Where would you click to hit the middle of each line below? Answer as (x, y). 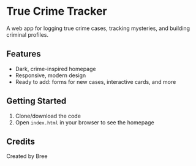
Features (24, 54)
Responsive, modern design (51, 75)
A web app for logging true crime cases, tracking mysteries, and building (98, 28)
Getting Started (36, 101)
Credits (21, 141)
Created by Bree (27, 156)
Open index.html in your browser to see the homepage (85, 122)
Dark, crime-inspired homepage (55, 69)
